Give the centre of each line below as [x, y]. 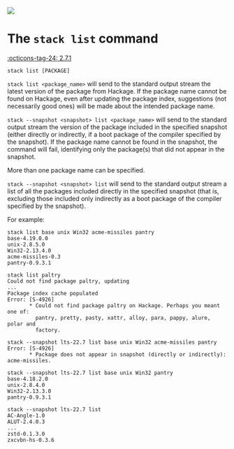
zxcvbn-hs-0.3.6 [31, 440]
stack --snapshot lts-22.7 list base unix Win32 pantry [90, 373]
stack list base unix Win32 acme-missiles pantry [81, 232]
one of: [19, 311]
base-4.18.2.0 [28, 379]
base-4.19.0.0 [28, 238]
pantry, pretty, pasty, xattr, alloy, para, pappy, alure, [123, 318]
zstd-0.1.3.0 [26, 434]
